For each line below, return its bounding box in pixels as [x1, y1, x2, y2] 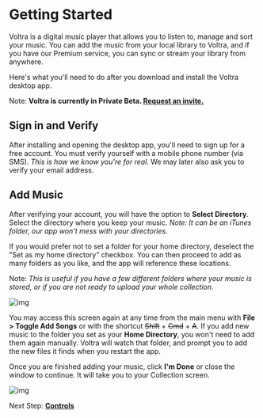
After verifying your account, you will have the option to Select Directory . [9, 209, 249, 218]
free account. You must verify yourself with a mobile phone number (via [9, 148, 244, 158]
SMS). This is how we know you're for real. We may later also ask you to [9, 157, 245, 166]
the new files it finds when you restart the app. [9, 346, 162, 355]
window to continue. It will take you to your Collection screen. [9, 370, 210, 379]
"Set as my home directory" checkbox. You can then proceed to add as [9, 249, 242, 259]
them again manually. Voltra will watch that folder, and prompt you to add [9, 338, 248, 348]
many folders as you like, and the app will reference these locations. [9, 258, 231, 268]
